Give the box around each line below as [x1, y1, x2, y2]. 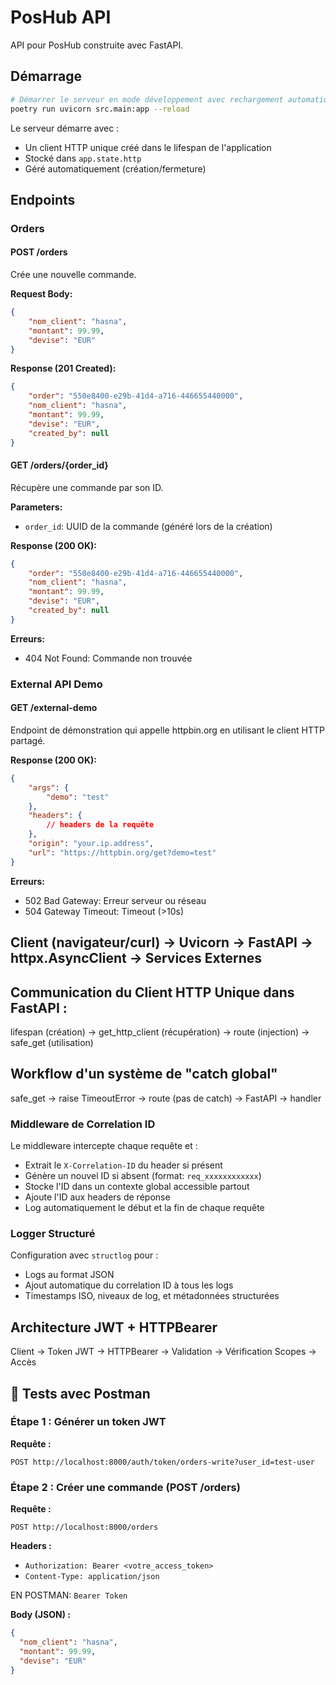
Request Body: [10, 288, 73, 300]
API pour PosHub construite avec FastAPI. [10, 39, 184, 51]
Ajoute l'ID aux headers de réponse [24, 1191, 171, 1203]
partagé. [10, 734, 46, 746]
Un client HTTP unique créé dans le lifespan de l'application [24, 141, 272, 153]
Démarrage [10, 68, 82, 85]
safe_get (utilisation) [10, 1036, 94, 1048]
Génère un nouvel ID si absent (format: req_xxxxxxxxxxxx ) [24, 1170, 262, 1182]
